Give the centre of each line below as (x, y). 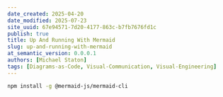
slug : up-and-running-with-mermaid (60, 47)
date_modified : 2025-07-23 (47, 21)
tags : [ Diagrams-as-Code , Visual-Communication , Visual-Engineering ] (112, 67)
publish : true (28, 34)
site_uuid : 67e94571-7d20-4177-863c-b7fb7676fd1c (82, 27)
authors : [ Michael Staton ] (47, 60)
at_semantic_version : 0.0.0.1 (52, 54)
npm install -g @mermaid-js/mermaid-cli (68, 86)
